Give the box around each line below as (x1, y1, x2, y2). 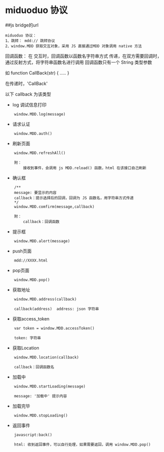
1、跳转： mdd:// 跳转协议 (5, 38, 55, 43)
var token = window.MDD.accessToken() (14, 325, 95, 330)
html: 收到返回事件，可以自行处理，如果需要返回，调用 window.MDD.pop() (14, 442, 151, 447)
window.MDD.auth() (14, 131, 52, 136)
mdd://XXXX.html (14, 258, 48, 263)
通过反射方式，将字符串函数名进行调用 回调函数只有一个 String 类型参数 (5, 59, 153, 65)
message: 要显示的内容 (14, 190, 57, 195)
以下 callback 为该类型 (5, 91, 51, 97)
